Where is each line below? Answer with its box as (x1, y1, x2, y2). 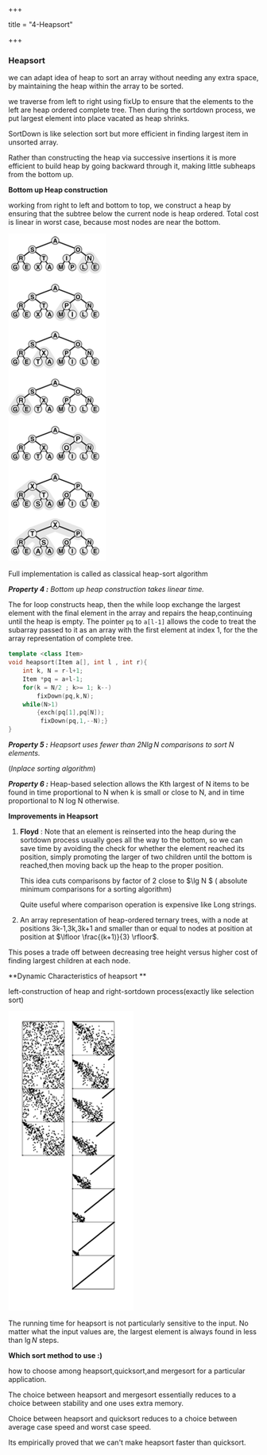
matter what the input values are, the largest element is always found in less (8, 1327, 257, 1337)
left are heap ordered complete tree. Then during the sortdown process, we (8, 105, 256, 115)
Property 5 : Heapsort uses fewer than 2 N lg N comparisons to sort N (8, 740, 234, 749)
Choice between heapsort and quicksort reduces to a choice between (8, 1414, 238, 1423)
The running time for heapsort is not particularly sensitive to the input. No (8, 1318, 249, 1328)
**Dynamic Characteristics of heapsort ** (8, 971, 147, 981)
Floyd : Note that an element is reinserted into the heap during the (19, 827, 237, 837)
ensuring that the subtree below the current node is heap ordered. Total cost (8, 209, 259, 219)
